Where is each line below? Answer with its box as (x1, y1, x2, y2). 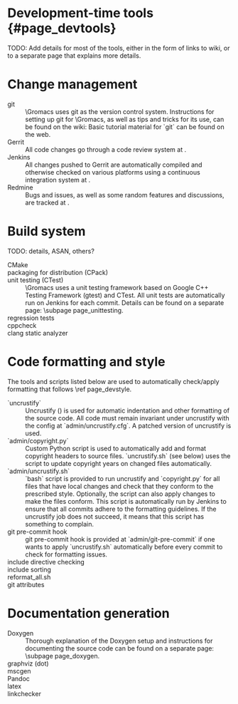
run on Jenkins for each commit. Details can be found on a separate (25, 298, 225, 307)
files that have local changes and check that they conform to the (25, 482, 214, 490)
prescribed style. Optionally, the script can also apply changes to (25, 490, 215, 498)
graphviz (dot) (7, 659, 49, 668)
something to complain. (25, 519, 94, 528)
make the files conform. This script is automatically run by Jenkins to (25, 497, 227, 505)
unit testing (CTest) (7, 276, 64, 284)
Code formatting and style (7, 354, 166, 370)
